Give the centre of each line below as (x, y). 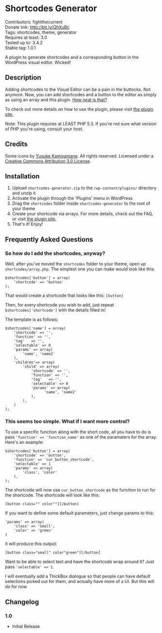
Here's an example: (24, 442)
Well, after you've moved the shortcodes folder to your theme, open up (76, 264)
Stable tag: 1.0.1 (20, 48)
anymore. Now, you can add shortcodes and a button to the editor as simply (81, 94)
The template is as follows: (32, 319)
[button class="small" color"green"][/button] (53, 553)
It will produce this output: (31, 544)
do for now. (16, 587)
